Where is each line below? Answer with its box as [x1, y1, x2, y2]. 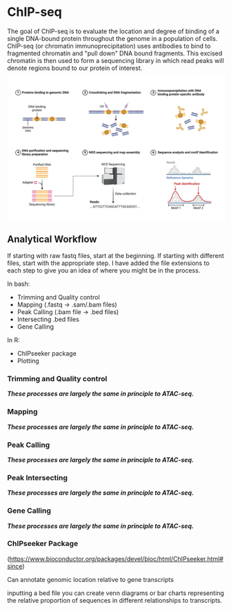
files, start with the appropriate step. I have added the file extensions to [7, 259, 210, 267]
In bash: [7, 280, 30, 288]
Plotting [17, 357, 39, 365]
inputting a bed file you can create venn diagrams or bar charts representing [7, 589, 224, 597]
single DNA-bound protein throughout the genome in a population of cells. [7, 34, 218, 42]
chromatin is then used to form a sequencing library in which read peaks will [7, 56, 224, 64]
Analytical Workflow [7, 233, 97, 245]
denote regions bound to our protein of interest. [7, 64, 143, 72]
